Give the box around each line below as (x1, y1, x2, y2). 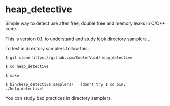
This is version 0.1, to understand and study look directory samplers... (5, 36, 151, 42)
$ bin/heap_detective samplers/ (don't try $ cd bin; (5, 82, 126, 87)
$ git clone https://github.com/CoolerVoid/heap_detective (5, 55, 133, 60)
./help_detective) (5, 86, 44, 91)
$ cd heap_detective (5, 64, 49, 69)
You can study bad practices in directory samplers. (5, 95, 112, 101)
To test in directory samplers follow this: (5, 45, 89, 51)
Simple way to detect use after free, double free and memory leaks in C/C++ (5, 20, 165, 26)
